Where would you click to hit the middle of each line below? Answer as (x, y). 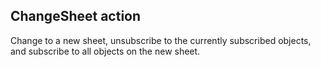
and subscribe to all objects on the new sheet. (105, 51)
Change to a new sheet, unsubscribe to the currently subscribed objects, (161, 40)
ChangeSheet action (76, 16)
